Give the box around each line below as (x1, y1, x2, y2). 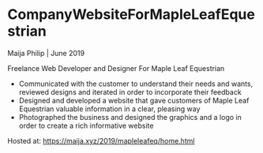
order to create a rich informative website (18, 121, 154, 130)
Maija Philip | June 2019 (7, 48, 85, 58)
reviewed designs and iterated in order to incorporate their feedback (18, 87, 242, 96)
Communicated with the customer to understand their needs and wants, (18, 79, 254, 88)
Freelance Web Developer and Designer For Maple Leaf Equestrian (7, 63, 225, 73)
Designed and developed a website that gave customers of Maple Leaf (18, 95, 250, 105)
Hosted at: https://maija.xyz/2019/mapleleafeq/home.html (7, 136, 195, 145)
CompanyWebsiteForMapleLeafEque (7, 6, 256, 24)
